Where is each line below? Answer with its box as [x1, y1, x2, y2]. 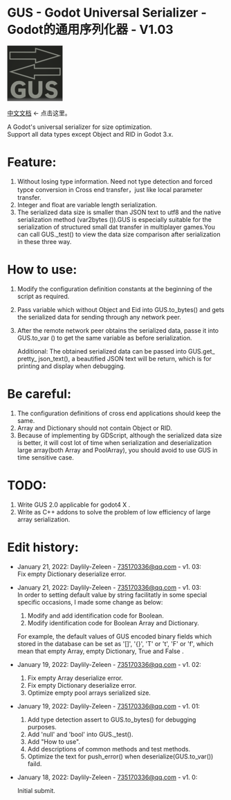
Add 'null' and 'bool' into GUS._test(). [27, 730, 133, 738]
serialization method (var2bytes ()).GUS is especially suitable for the [17, 215, 212, 223]
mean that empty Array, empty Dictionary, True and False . [17, 647, 185, 655]
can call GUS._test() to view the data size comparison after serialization [17, 230, 221, 238]
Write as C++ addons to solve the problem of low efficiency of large [17, 507, 211, 516]
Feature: [7, 155, 57, 171]
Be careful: [7, 386, 71, 401]
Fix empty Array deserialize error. [27, 674, 123, 682]
